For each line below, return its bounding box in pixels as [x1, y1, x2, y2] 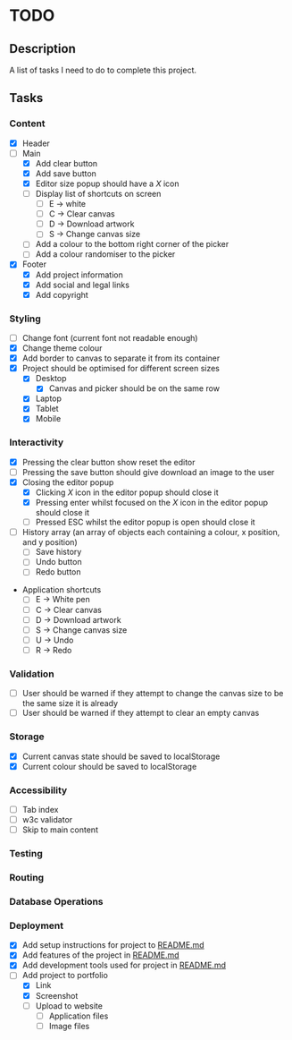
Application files [48, 1010, 109, 1021]
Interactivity [9, 436, 64, 448]
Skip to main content [21, 824, 98, 835]
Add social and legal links [35, 279, 129, 290]
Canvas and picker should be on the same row [48, 383, 221, 394]
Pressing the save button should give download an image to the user [21, 466, 275, 477]
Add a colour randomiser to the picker [35, 249, 176, 260]
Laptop [35, 393, 63, 404]
